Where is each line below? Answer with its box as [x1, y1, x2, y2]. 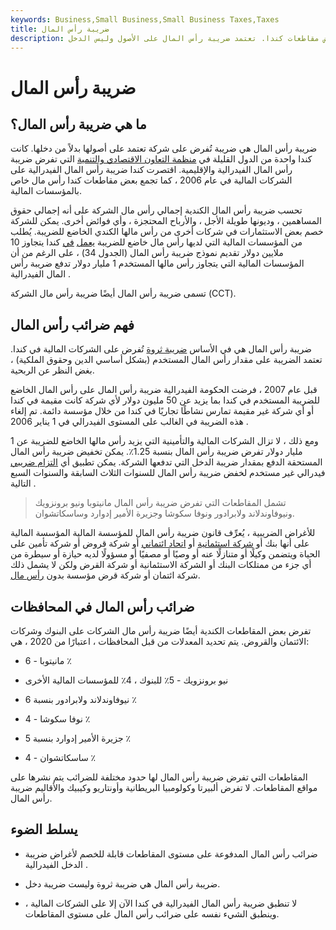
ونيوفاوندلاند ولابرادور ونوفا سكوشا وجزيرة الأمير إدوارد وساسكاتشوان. [34, 507, 295, 520]
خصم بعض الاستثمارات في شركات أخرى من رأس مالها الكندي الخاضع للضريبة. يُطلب [10, 226, 324, 238]
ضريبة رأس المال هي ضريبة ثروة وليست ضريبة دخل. [24, 877, 221, 890]
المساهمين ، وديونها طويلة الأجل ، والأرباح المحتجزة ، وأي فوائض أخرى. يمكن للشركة [10, 215, 322, 227]
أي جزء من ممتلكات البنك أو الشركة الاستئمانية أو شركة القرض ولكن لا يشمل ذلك [10, 559, 312, 571]
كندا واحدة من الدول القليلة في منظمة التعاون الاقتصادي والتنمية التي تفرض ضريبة [10, 153, 313, 165]
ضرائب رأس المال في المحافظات [10, 598, 195, 615]
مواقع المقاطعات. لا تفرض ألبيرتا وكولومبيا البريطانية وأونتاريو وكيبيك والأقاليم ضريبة [10, 782, 318, 793]
